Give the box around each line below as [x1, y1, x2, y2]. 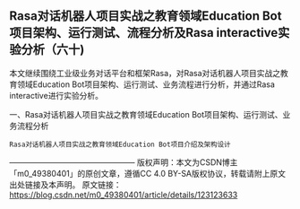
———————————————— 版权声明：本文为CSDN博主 [9, 156, 238, 168]
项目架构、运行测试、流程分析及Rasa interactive [9, 25, 279, 40]
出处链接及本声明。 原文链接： [9, 179, 122, 190]
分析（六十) [21, 42, 85, 57]
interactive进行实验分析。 [9, 90, 104, 100]
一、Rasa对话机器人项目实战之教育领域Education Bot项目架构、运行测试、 [9, 109, 284, 119]
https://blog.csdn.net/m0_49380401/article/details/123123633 [9, 189, 238, 200]
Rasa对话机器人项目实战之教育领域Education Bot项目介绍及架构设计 [9, 140, 231, 149]
